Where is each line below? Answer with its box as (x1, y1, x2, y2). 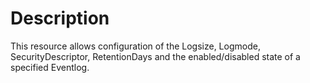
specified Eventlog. (10, 61, 90, 73)
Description (10, 7, 110, 30)
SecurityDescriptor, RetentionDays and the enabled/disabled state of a (10, 50, 301, 62)
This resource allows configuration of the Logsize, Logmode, (10, 40, 261, 52)
